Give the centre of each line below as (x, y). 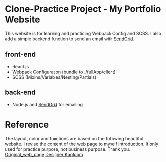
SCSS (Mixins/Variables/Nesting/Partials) (54, 77)
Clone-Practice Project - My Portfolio (83, 9)
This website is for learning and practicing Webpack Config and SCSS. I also (83, 33)
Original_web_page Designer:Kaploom (44, 154)
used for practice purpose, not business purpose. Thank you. (68, 149)
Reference (27, 124)
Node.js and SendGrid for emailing (48, 104)
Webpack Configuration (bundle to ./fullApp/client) (64, 72)
